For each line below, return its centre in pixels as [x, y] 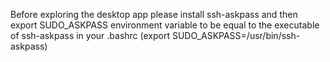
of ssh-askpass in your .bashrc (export [90, 35]
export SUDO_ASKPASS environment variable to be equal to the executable [165, 25]
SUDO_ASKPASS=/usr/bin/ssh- [236, 35]
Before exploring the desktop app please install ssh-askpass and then [154, 14]
